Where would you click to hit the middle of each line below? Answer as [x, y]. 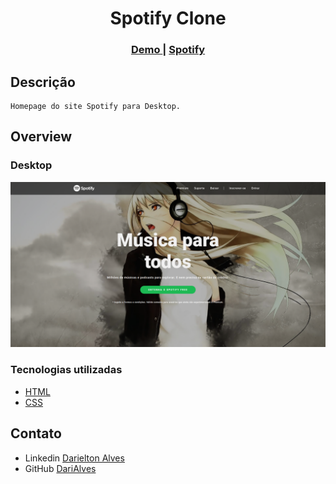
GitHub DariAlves [60, 468]
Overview [41, 137]
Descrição [43, 82]
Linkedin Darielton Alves [74, 458]
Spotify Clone [168, 18]
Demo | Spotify [168, 50]
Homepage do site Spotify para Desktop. [96, 106]
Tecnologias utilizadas [66, 370]
